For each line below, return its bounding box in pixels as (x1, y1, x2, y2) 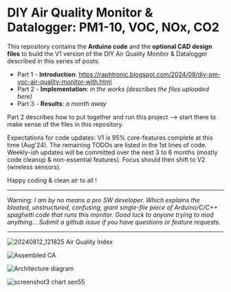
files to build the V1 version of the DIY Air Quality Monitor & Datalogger (7, 50, 208, 58)
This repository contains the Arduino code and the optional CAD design (7, 42, 212, 50)
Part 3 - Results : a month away (16, 99, 107, 107)
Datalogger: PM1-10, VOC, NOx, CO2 (7, 19, 220, 35)
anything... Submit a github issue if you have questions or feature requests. (7, 218, 221, 226)
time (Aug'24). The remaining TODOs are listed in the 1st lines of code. (7, 140, 208, 149)
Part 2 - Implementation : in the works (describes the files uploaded (16, 85, 210, 93)
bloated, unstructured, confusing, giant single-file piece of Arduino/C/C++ (7, 203, 218, 211)
